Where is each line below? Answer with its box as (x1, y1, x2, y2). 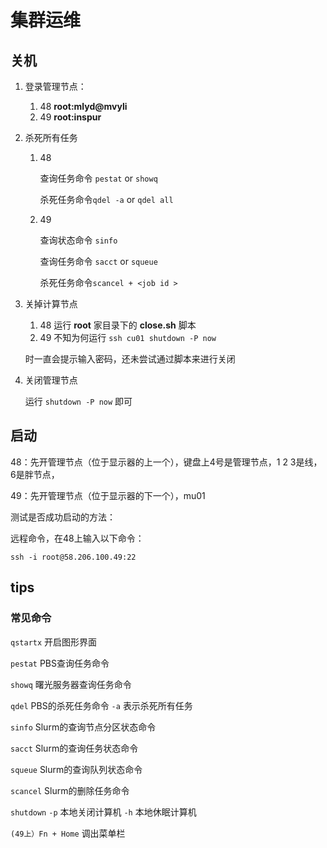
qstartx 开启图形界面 (10, 636, 98, 648)
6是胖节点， (10, 468, 60, 480)
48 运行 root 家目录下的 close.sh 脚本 (39, 319, 197, 331)
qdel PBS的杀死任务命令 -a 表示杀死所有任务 (10, 699, 193, 711)
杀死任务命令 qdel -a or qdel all (39, 194, 174, 205)
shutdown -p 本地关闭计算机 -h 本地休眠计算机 (10, 806, 197, 818)
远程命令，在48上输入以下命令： (10, 532, 145, 544)
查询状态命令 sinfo (39, 234, 118, 246)
